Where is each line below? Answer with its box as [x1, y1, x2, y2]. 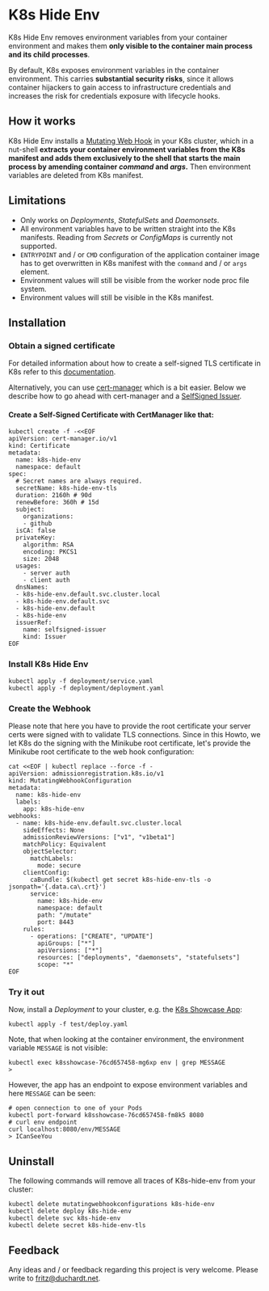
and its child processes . [8, 49, 90, 59]
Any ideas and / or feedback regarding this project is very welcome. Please [8, 1264, 258, 1274]
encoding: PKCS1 [23, 548, 78, 556]
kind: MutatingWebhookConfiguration [8, 777, 132, 785]
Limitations [8, 194, 66, 208]
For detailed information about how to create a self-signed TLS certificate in [8, 358, 261, 369]
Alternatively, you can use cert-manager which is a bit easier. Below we [8, 382, 246, 393]
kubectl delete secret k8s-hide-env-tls [8, 1221, 147, 1230]
